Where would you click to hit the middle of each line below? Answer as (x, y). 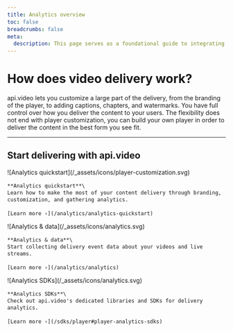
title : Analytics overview (46, 15)
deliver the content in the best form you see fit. (74, 127)
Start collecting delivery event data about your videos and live (105, 247)
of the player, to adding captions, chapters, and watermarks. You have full (113, 105)
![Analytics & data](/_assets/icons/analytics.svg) (76, 226)
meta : (15, 37)
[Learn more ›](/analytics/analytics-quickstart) (80, 213)
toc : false (23, 22)
